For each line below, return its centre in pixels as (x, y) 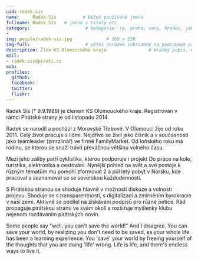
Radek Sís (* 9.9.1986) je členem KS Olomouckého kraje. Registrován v (92, 110)
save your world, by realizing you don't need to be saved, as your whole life (98, 232)
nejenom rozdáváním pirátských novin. (53, 214)
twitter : (22, 89)
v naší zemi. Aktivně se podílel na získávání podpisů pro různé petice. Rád (96, 201)
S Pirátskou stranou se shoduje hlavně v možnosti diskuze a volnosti (89, 189)
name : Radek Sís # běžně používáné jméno (75, 17)
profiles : (18, 72)
